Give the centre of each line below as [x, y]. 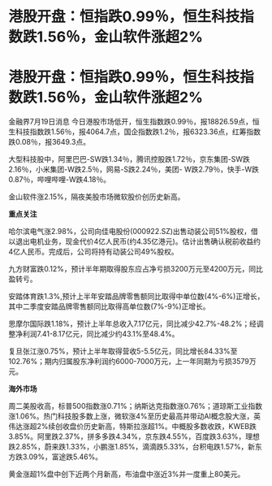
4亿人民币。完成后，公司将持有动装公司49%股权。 [93, 252]
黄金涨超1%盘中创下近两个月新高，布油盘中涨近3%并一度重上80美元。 [127, 474]
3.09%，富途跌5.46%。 [63, 457]
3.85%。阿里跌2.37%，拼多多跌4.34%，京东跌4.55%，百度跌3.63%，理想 [134, 436]
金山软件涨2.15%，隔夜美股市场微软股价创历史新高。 [97, 197]
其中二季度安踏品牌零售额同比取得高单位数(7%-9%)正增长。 [109, 306]
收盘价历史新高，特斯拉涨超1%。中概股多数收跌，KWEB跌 [160, 427]
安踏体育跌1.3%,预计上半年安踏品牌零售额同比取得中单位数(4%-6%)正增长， [136, 297]
